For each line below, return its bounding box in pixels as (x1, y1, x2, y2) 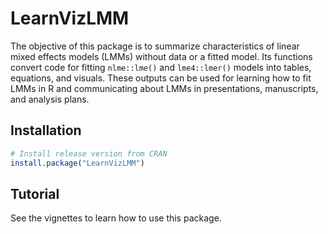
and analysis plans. (10, 93, 90, 105)
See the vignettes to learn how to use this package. (10, 212, 222, 224)
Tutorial (10, 185, 60, 202)
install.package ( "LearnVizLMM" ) (10, 158, 145, 168)
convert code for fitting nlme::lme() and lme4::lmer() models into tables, (10, 61, 312, 73)
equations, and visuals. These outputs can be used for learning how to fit (10, 72, 312, 84)
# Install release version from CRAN (10, 148, 168, 159)
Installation (10, 122, 82, 139)
